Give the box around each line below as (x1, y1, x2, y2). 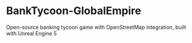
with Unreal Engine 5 (6, 29, 57, 37)
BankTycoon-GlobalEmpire (6, 4, 142, 18)
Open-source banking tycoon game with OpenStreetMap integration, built (6, 24, 187, 31)
